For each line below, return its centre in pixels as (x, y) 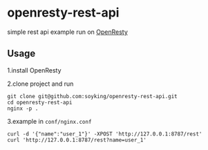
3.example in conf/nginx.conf (49, 121)
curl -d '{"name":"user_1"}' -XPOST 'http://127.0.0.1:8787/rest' (105, 134)
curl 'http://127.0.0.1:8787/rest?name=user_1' (77, 140)
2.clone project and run (40, 84)
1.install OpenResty (34, 70)
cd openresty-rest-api (40, 102)
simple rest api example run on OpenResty (67, 32)
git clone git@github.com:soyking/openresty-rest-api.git (92, 96)
